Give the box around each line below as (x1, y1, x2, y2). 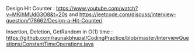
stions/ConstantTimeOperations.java (6, 40, 94, 47)
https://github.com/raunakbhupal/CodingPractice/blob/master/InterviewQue (6, 35, 189, 41)
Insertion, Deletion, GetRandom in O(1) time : (6, 28, 113, 35)
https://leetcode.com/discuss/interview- (79, 11, 176, 18)
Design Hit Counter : (6, 5, 55, 12)
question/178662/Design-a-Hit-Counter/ (6, 17, 103, 24)
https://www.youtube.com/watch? (56, 5, 138, 12)
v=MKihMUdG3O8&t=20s (6, 11, 68, 18)
